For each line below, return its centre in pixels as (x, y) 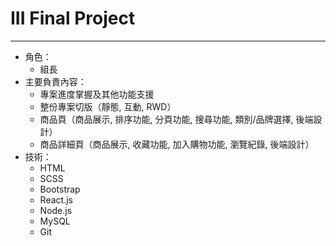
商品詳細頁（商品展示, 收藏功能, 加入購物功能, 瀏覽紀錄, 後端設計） (177, 144)
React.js (56, 199)
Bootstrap (60, 189)
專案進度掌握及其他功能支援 (97, 94)
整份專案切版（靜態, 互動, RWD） (108, 106)
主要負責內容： (55, 81)
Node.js (56, 210)
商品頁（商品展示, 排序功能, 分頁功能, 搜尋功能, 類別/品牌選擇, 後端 (176, 119)
